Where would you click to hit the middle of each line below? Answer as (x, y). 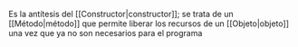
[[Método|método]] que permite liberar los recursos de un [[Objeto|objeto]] (149, 23)
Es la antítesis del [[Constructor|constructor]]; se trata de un (121, 14)
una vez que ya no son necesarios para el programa (106, 33)
